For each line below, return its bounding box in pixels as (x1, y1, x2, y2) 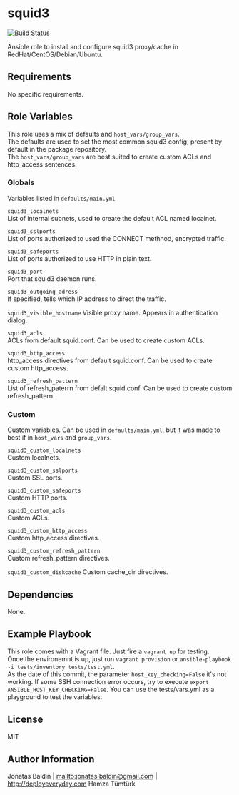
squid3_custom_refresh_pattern (7, 548, 101, 555)
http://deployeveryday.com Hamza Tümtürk (7, 779, 136, 788)
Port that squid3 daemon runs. (7, 274, 97, 283)
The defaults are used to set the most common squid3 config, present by (7, 137, 223, 146)
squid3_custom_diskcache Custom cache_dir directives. (7, 568, 168, 576)
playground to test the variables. (7, 692, 103, 701)
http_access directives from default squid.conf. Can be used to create (7, 356, 213, 365)
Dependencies (7, 588, 73, 601)
